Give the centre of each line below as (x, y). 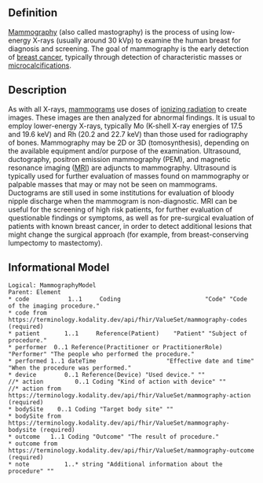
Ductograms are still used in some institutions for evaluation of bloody (121, 193)
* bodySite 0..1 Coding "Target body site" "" (91, 409)
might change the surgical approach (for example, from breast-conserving (128, 234)
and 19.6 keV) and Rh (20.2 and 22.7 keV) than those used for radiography (128, 134)
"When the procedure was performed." (70, 368)
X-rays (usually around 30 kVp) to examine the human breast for (137, 40)
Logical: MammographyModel (52, 286)
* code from (27, 313)
